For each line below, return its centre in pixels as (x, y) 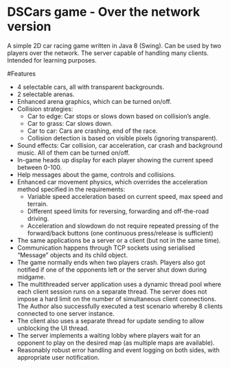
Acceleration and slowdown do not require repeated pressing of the (123, 226)
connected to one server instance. (66, 313)
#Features (22, 74)
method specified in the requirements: (71, 189)
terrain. (37, 204)
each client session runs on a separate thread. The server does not (112, 291)
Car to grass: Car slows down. (70, 123)
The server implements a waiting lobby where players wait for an (108, 335)
